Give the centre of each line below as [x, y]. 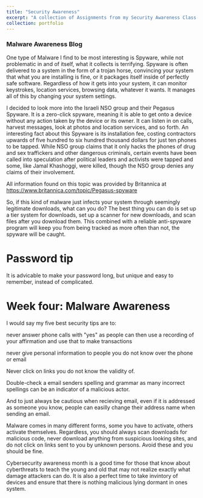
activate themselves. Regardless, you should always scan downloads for [97, 432]
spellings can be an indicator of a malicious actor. [68, 389]
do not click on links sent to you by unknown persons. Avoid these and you [100, 445]
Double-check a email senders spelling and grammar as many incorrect [95, 382]
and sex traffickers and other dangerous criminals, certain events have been [101, 152]
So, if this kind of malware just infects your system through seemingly [93, 202]
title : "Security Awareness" [43, 12]
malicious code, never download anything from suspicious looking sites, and [102, 438]
